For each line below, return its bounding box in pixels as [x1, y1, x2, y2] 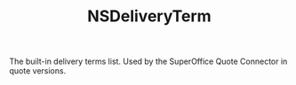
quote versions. [9, 66, 67, 76]
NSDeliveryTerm [87, 6, 212, 27]
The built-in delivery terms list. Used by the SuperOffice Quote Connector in [9, 56, 288, 67]
